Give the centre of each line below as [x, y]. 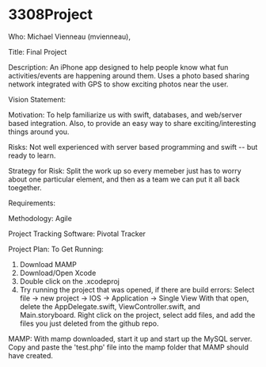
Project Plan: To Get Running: [56, 249]
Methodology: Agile [40, 218]
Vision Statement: [37, 99]
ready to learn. [32, 155]
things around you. [39, 132]
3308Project [51, 15]
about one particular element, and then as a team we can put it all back [124, 179]
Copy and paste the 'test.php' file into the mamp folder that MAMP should [129, 347]
